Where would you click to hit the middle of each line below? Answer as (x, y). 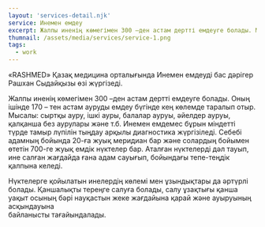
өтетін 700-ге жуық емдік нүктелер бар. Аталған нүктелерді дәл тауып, (129, 149)
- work (26, 52)
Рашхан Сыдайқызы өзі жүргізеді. (65, 83)
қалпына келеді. (35, 166)
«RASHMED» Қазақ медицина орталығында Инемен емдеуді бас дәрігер (131, 75)
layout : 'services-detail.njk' (60, 15)
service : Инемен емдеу (45, 23)
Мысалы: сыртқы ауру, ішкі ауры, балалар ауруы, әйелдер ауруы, (119, 115)
